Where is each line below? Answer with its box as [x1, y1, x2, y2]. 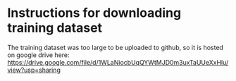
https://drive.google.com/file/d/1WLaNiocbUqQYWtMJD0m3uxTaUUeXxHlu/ [7, 58, 229, 66]
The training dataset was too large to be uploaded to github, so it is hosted [7, 43, 224, 51]
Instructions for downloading [7, 5, 182, 21]
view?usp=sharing [7, 66, 61, 74]
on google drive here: [7, 51, 70, 59]
